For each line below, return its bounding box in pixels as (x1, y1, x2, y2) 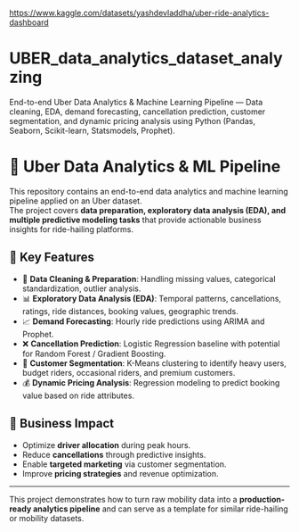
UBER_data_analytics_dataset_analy (9, 48, 283, 69)
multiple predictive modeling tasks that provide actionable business (9, 214, 263, 225)
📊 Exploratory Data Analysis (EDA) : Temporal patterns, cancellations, (21, 293, 282, 303)
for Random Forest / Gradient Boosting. (21, 348, 166, 359)
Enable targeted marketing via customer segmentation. (21, 459, 227, 470)
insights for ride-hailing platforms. (9, 223, 133, 235)
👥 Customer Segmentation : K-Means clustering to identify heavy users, (21, 357, 287, 369)
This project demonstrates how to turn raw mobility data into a (9, 494, 238, 504)
